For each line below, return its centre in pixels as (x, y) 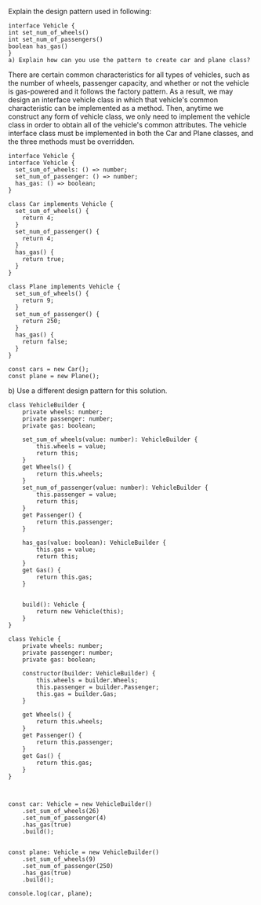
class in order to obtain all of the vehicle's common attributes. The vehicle (127, 125)
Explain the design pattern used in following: (80, 11)
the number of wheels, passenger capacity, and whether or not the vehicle (129, 83)
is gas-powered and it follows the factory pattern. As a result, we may (121, 91)
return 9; (38, 300)
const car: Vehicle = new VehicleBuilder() (80, 804)
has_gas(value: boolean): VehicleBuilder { (94, 543)
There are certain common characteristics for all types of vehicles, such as (129, 75)
